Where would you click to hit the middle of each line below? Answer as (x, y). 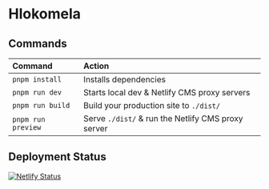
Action (96, 66)
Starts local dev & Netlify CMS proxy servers (167, 92)
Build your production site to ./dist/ (152, 105)
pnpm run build (41, 105)
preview (27, 128)
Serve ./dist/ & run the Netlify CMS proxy (163, 119)
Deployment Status (57, 157)
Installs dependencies (125, 79)
